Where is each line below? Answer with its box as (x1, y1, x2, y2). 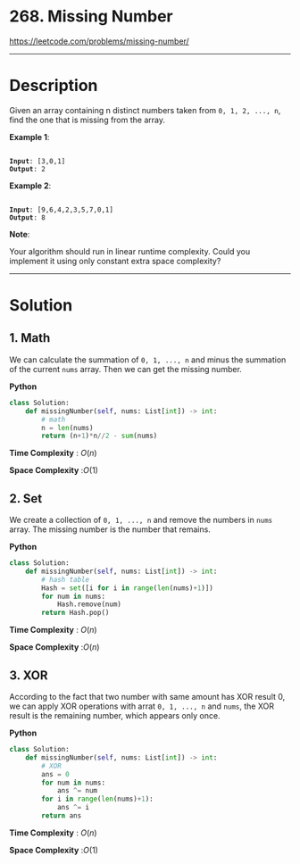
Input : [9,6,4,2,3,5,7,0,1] (9, 205, 114, 214)
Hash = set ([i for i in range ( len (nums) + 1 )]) (41, 583, 214, 593)
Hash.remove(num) (56, 600, 122, 609)
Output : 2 (9, 164, 46, 173)
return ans (41, 811, 82, 820)
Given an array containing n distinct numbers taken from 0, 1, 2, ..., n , (9, 104, 281, 115)
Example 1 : (9, 131, 50, 142)
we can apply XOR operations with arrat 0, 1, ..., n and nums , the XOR (9, 701, 275, 711)
